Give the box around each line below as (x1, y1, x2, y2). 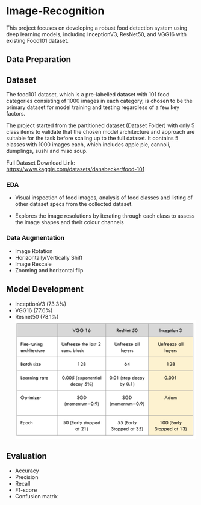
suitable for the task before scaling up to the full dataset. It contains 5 (6, 134, 179, 142)
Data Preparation (6, 54, 71, 64)
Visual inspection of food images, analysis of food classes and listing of (14, 194, 193, 201)
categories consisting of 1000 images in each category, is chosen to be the (6, 98, 193, 105)
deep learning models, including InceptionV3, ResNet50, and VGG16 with (6, 30, 187, 37)
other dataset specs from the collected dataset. (14, 201, 134, 208)
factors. (6, 110, 26, 118)
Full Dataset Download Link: (6, 159, 75, 166)
